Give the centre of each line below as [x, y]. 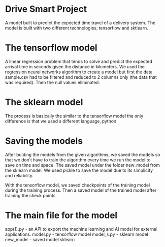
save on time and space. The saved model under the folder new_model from [82, 165]
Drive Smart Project [46, 9]
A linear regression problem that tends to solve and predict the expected [79, 61]
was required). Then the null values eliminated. [52, 82]
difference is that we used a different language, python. [61, 121]
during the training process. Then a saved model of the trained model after [81, 190]
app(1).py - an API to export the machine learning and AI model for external [81, 229]
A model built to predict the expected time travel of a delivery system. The [80, 23]
